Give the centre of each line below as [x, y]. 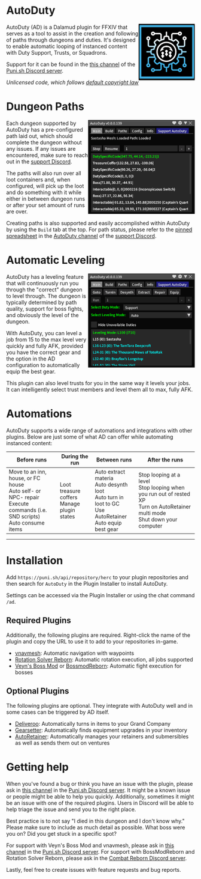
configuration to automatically [43, 365]
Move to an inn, [28, 472]
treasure [70, 491]
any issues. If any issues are [41, 148]
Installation [35, 561]
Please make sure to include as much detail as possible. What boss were [96, 827]
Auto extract [110, 472]
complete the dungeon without [44, 142]
